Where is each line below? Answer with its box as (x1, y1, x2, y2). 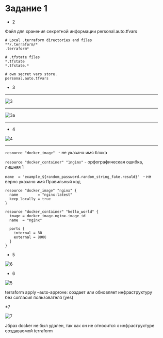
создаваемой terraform (5, 328, 53, 334)
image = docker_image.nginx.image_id (9, 213, 86, 218)
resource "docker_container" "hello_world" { (5, 209, 98, 214)
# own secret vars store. (5, 71, 57, 77)
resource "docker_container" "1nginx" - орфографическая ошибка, (5, 159, 144, 165)
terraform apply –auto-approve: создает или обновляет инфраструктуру (5, 289, 153, 295)
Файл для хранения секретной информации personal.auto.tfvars (5, 28, 137, 34)
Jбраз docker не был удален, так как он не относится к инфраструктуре (5, 322, 155, 328)
